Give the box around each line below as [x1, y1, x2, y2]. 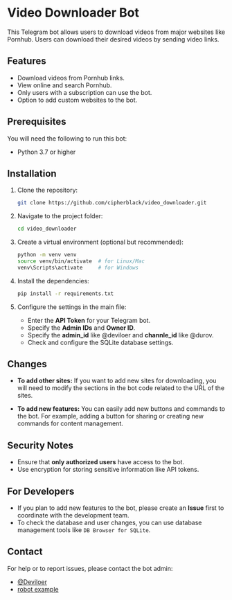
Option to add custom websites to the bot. [17, 96, 138, 104]
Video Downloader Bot [7, 5, 140, 21]
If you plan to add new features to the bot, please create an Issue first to [17, 504, 224, 512]
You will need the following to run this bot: [7, 134, 127, 143]
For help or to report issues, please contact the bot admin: [7, 564, 173, 572]
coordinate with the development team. [17, 511, 130, 520]
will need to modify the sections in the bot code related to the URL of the [17, 384, 225, 392]
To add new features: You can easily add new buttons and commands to [17, 405, 226, 413]
